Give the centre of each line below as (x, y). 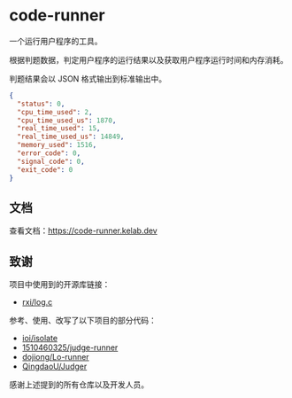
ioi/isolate (40, 339)
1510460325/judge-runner (70, 347)
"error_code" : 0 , (49, 153)
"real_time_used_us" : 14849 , (71, 137)
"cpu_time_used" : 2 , (55, 112)
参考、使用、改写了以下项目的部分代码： (83, 321)
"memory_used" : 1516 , (57, 145)
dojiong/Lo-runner (56, 357)
